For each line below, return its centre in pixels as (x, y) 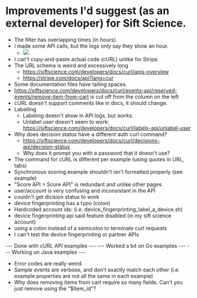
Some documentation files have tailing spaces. (71, 84)
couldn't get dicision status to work (57, 197)
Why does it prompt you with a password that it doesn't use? (96, 153)
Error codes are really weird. (49, 263)
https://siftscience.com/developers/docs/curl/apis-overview (96, 71)
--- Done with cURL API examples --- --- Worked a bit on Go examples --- (96, 246)
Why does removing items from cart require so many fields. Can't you (98, 282)
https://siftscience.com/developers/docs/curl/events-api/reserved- (96, 90)
